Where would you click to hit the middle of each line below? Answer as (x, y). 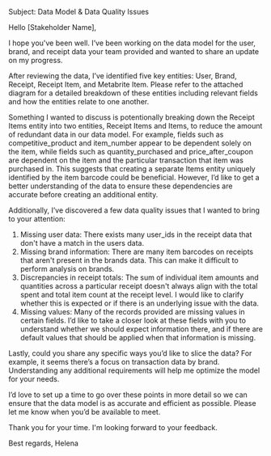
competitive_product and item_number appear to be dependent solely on (130, 143)
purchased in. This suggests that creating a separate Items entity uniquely (132, 169)
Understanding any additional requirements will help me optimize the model (134, 370)
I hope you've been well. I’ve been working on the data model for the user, (132, 43)
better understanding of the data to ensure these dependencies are (121, 186)
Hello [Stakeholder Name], (53, 27)
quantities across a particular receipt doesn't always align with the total (139, 286)
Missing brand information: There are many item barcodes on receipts (136, 251)
